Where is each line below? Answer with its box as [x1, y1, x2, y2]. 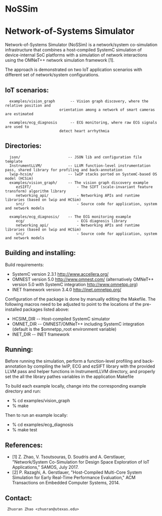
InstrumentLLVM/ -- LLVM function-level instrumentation [9, 163, 151, 168]
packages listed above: [23, 306, 69, 312]
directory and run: [5, 388, 41, 394]
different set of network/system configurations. [5, 72, 99, 78]
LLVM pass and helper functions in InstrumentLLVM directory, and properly [5, 369, 155, 374]
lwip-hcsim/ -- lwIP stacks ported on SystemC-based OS [9, 172, 158, 177]
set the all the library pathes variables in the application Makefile [5, 374, 134, 380]
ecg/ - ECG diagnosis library [16, 218, 127, 223]
